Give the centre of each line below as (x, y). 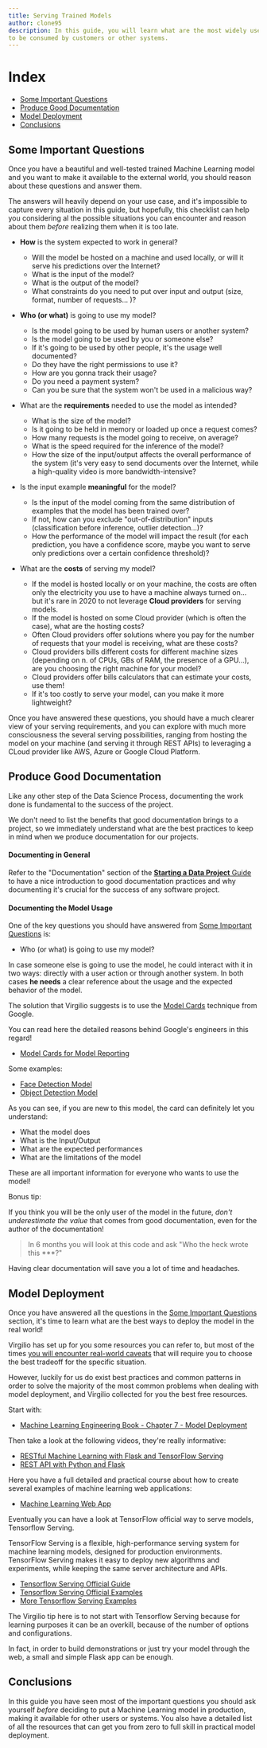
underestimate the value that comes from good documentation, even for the (133, 1221)
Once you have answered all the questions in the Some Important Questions (133, 1313)
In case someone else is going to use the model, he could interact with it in (130, 965)
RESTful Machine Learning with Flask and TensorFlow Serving (122, 1456)
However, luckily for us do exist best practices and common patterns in (124, 1378)
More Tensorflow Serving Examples (78, 1601)
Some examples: (35, 1069)
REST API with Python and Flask (72, 1464)
